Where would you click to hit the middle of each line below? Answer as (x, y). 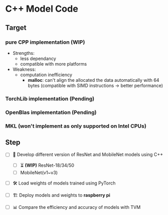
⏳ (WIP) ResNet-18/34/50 (47, 165)
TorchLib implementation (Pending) (50, 99)
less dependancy (38, 58)
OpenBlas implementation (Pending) (51, 112)
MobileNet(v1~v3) (39, 172)
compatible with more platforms (54, 64)
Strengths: (23, 53)
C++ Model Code (42, 9)
